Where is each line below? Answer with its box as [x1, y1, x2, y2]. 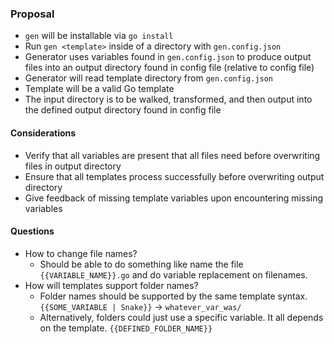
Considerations [10, 127, 77, 139]
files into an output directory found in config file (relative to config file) [24, 62, 315, 74]
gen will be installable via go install [24, 30, 174, 42]
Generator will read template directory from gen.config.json [24, 72, 274, 84]
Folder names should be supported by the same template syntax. [39, 290, 308, 302]
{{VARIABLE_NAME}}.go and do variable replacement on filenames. [39, 268, 308, 281]
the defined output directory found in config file [24, 104, 222, 116]
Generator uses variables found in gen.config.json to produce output [24, 51, 312, 63]
